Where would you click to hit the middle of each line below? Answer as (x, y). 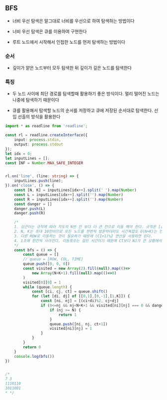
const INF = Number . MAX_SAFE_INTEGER (44, 163)
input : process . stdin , (38, 140)
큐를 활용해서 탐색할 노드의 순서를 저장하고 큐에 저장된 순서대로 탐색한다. (83, 110)
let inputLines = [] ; (28, 158)
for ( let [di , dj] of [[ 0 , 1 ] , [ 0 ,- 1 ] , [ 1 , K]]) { (81, 296)
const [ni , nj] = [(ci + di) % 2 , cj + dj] (80, 301)
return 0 (32, 347)
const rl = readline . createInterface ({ (46, 135)
